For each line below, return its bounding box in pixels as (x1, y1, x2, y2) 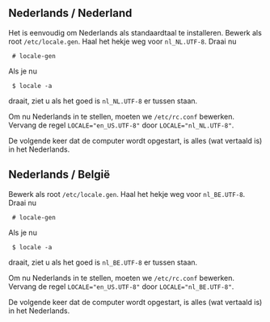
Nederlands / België (8, 168, 111, 182)
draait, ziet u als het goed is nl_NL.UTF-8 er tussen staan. (8, 96, 198, 106)
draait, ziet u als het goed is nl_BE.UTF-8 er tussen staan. (8, 257, 198, 267)
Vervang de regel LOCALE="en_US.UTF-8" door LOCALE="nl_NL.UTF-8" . (8, 120, 234, 130)
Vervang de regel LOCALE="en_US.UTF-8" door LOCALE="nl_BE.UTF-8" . (8, 282, 234, 291)
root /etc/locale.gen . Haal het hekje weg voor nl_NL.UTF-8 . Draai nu (8, 36, 237, 46)
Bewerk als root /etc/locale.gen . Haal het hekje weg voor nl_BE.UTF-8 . (8, 189, 246, 199)
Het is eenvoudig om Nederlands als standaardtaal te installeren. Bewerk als (8, 27, 263, 37)
